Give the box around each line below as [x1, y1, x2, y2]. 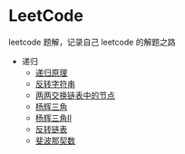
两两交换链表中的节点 [34, 90, 115, 101]
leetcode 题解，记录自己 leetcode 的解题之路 [8, 36, 176, 47]
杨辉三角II [34, 112, 73, 123]
